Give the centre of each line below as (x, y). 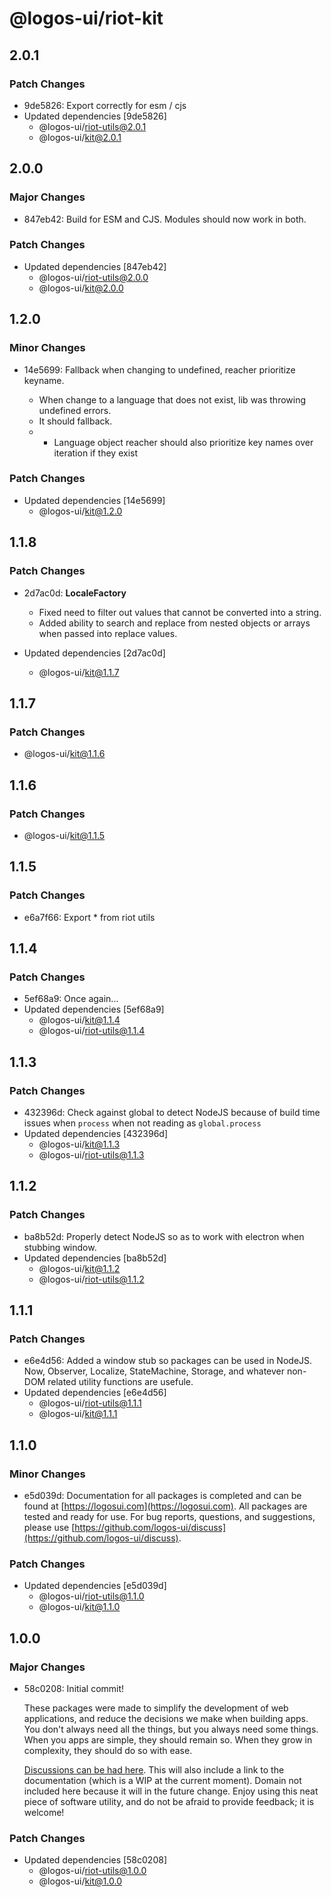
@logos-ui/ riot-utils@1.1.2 (91, 1279)
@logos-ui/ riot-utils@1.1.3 (91, 1154)
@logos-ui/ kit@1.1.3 (79, 1144)
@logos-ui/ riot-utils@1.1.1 (90, 1403)
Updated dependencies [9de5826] (95, 116)
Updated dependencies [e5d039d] (95, 1586)
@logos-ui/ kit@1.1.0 (79, 1607)
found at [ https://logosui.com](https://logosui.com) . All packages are (165, 1506)
